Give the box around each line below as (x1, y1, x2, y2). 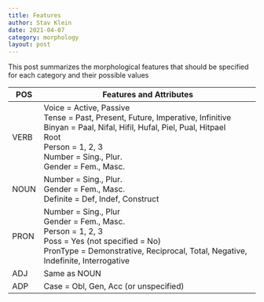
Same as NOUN (43, 268, 102, 279)
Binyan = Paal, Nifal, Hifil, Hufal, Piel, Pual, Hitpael (43, 122, 226, 133)
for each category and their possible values (8, 71, 149, 80)
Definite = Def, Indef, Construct (43, 194, 159, 205)
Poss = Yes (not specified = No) (43, 236, 161, 247)
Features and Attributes (101, 89, 194, 100)
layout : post (8, 41, 51, 49)
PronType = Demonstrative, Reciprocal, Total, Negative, (43, 246, 247, 257)
